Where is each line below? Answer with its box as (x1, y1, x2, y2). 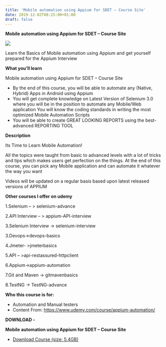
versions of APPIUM (5, 184, 47, 190)
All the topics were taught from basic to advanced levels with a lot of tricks (5, 152, 161, 158)
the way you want (5, 168, 43, 175)
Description (5, 132, 31, 138)
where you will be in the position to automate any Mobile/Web (12, 101, 142, 107)
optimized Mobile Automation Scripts (12, 112, 90, 118)
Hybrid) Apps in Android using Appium (12, 90, 94, 96)
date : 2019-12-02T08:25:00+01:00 (5, 12, 76, 17)
